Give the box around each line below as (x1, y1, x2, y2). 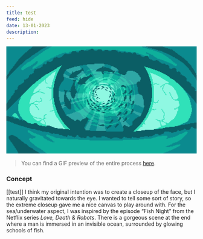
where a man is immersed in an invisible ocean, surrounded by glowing (6, 220, 183, 228)
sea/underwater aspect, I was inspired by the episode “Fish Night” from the (6, 208, 195, 215)
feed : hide (6, 16, 34, 22)
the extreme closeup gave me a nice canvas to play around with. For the (6, 201, 186, 208)
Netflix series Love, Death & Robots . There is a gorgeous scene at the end (6, 214, 191, 221)
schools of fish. (6, 227, 45, 234)
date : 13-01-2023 (6, 22, 50, 28)
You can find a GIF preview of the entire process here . (21, 159, 156, 167)
